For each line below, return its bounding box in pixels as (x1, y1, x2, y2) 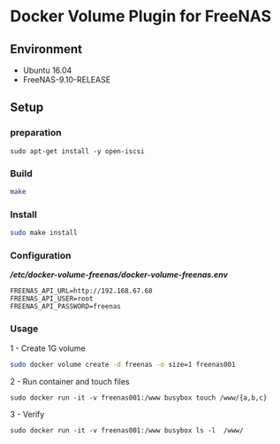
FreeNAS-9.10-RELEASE (22, 74, 111, 85)
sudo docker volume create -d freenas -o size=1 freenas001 (10, 360, 237, 369)
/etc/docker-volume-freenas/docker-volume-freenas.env (10, 269, 229, 280)
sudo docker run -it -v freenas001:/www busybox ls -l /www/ (10, 425, 244, 435)
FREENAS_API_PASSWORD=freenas (10, 302, 122, 311)
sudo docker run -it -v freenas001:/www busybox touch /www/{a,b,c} (10, 393, 268, 402)
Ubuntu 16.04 (22, 65, 72, 75)
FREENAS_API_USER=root (10, 294, 94, 303)
